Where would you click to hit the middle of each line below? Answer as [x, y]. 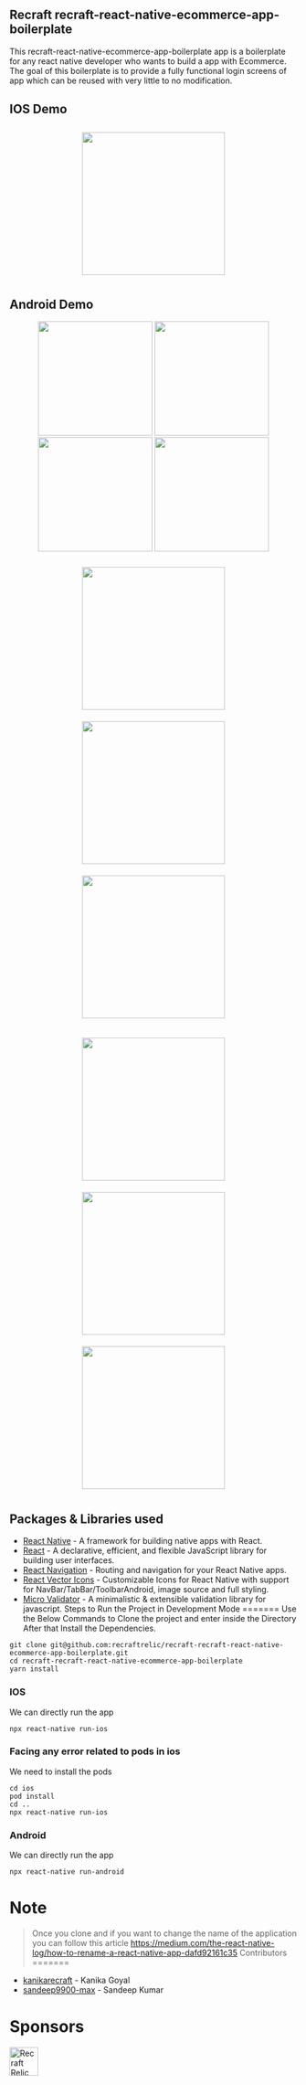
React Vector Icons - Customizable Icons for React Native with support [156, 1580]
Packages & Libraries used [87, 1519]
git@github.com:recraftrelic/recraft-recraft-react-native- [167, 1645]
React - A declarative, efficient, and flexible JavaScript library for [145, 1551]
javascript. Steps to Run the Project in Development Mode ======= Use [159, 1609]
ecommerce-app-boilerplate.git [69, 1654]
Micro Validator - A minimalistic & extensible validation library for [144, 1600]
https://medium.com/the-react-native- [203, 1943]
